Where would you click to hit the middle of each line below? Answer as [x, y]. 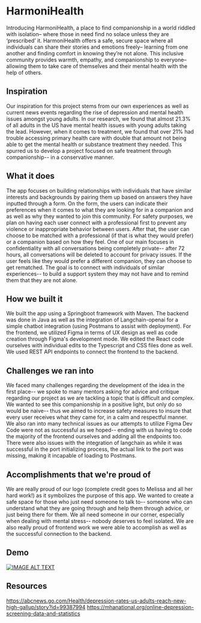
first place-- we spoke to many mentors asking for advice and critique [93, 392]
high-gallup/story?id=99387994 [46, 607]
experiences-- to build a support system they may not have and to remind [97, 274]
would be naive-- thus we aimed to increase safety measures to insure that [99, 411]
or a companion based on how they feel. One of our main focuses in [90, 241]
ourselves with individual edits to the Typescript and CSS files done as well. [100, 346]
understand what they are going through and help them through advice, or [98, 508]
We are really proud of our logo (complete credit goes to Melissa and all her [100, 489]
